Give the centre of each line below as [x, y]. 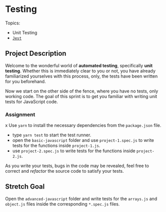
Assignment [20, 114]
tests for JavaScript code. [32, 102]
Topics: [13, 23]
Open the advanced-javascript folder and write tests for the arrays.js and [81, 199]
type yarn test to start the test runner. [52, 135]
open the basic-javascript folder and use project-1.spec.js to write [83, 140]
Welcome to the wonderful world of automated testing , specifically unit [79, 65]
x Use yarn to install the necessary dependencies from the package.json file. [83, 125]
